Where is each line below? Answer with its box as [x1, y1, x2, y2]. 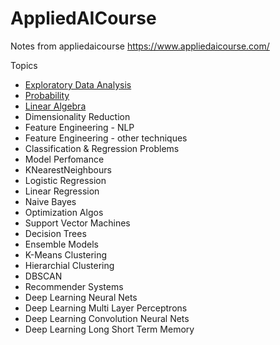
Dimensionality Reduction [24, 110, 131, 122]
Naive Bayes [24, 195, 77, 207]
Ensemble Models [24, 238, 99, 250]
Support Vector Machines [24, 217, 131, 229]
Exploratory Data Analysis [24, 78, 132, 91]
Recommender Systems [24, 280, 124, 292]
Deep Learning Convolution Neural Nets [24, 312, 190, 324]
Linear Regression [24, 185, 100, 197]
